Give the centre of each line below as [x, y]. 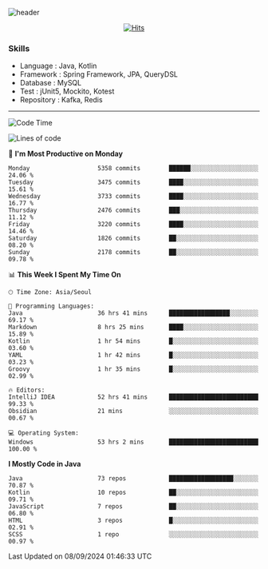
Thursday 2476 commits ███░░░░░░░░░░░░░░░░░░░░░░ [134, 211]
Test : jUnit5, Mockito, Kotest [67, 91]
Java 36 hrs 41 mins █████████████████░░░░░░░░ [134, 313]
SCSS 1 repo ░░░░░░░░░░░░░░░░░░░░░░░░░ [134, 535]
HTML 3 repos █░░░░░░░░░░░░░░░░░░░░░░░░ [134, 521]
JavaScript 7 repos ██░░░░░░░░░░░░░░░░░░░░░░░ [134, 507]
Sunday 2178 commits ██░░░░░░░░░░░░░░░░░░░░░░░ [134, 253]
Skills [19, 48]
